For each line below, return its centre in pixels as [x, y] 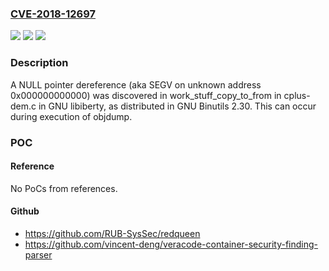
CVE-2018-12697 [53, 14]
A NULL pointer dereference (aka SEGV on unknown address [136, 84]
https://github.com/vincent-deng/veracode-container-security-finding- [171, 244]
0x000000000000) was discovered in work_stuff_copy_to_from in [146, 95]
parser [38, 254]
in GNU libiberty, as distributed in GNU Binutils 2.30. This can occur [177, 106]
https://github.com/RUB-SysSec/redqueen [112, 233]
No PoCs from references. [64, 188]
